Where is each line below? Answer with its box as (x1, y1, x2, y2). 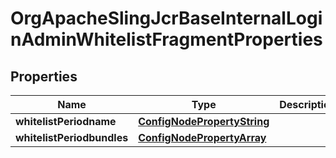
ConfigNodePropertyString (138, 115, 270, 128)
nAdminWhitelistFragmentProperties (10, 28, 323, 51)
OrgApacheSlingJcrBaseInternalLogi (10, 7, 323, 30)
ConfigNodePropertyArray (138, 131, 267, 144)
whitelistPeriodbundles (15, 131, 129, 144)
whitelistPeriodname (15, 115, 117, 128)
